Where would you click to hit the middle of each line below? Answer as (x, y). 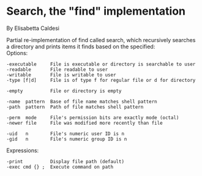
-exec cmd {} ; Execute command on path (60, 167)
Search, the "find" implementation (96, 11)
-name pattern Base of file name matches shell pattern (82, 101)
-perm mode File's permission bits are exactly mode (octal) (93, 117)
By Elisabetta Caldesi (33, 28)
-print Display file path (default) (65, 161)
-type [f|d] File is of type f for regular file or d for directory (101, 80)
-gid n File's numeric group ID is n (67, 139)
